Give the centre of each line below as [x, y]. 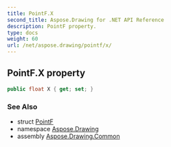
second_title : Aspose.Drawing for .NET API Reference [86, 20]
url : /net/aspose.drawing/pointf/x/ [59, 45]
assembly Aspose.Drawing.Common [68, 136]
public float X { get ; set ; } [50, 89]
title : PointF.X [30, 13]
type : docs [23, 33]
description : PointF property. [52, 26]
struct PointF [35, 122]
